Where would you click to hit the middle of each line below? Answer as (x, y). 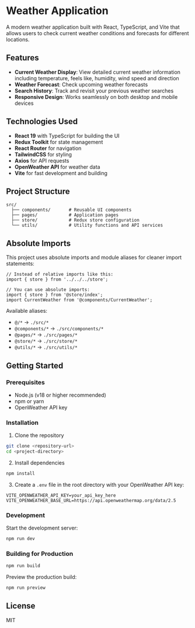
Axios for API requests (42, 161)
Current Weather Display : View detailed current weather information (97, 72)
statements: (20, 264)
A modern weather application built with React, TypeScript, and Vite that (93, 27)
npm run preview (26, 588)
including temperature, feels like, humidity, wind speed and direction (97, 78)
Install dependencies (40, 463)
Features (22, 58)
